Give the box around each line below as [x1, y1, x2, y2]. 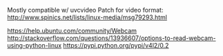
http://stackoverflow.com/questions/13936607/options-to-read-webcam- [7, 34, 216, 42]
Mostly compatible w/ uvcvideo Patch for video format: [7, 6, 164, 14]
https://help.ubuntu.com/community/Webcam [7, 27, 137, 35]
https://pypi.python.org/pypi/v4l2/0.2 [63, 41, 169, 49]
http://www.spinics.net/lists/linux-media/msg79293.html [7, 13, 168, 21]
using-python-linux [7, 41, 62, 49]
